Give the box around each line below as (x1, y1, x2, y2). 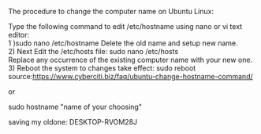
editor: (8, 31, 30, 39)
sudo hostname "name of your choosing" (8, 102, 142, 111)
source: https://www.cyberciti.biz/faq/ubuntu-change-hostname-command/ (8, 72, 254, 81)
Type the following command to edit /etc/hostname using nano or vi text (8, 22, 243, 31)
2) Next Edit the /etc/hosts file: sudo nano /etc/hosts (8, 47, 179, 56)
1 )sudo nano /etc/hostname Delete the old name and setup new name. (8, 38, 238, 48)
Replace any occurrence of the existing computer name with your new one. (8, 55, 253, 64)
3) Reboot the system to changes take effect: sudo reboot (8, 63, 196, 73)
